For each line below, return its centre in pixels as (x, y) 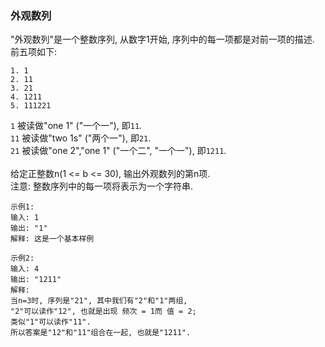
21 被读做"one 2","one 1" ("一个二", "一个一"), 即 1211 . (118, 151)
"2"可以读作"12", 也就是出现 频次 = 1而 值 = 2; (103, 312)
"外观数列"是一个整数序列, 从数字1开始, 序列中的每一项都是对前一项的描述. (162, 39)
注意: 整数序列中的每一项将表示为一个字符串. (102, 186)
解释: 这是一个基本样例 (52, 239)
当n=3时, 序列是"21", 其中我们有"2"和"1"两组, (99, 301)
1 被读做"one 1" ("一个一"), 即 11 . (76, 126)
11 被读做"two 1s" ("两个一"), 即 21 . (81, 138)
